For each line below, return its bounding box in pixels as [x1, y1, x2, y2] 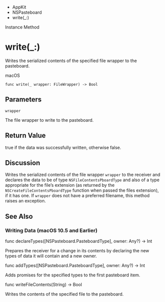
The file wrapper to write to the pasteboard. [5, 117, 94, 123]
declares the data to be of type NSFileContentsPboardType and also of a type [5, 177, 160, 183]
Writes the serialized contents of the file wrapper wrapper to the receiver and [5, 172, 161, 178]
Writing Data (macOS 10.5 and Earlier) [5, 227, 98, 234]
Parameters [5, 96, 42, 104]
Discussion [5, 159, 40, 167]
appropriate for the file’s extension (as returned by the [5, 182, 115, 188]
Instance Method [5, 24, 39, 30]
